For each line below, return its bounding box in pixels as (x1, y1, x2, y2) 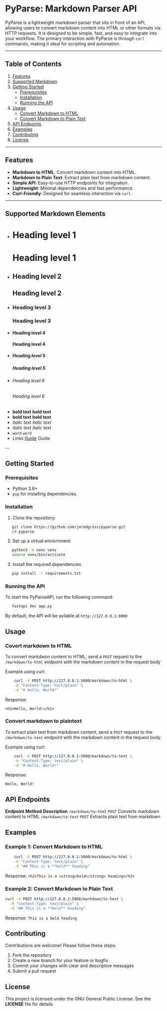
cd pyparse (11, 529, 35, 534)
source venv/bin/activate (11, 552, 66, 557)
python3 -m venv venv (11, 547, 57, 553)
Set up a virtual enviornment (12, 538, 71, 544)
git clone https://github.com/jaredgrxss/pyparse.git (11, 524, 126, 529)
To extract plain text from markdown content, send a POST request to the (5, 729, 153, 735)
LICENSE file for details (5, 1001, 53, 1007)
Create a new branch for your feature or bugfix (12, 958, 108, 964)
